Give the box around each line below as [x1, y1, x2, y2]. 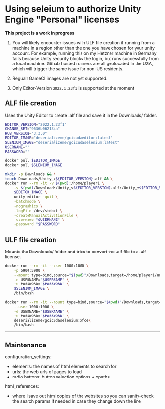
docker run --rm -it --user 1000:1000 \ [5, 263, 89, 268]
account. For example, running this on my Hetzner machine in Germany [12, 50, 157, 56]
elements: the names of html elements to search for [12, 363, 117, 370]
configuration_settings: [5, 354, 52, 360]
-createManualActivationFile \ [14, 213, 78, 218]
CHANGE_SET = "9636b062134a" [5, 126, 60, 131]
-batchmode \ [14, 199, 41, 204]
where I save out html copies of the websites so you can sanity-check [12, 393, 154, 399]
